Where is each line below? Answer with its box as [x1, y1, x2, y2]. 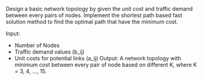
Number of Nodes [14, 42, 60, 49]
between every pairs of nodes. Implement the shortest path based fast [5, 12, 183, 19]
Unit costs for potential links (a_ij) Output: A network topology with [14, 55, 182, 62]
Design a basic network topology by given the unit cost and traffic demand [5, 5, 193, 12]
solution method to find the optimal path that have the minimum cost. [5, 18, 179, 25]
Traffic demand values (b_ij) [14, 48, 85, 55]
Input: [5, 30, 21, 37]
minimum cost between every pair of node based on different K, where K [14, 61, 197, 68]
